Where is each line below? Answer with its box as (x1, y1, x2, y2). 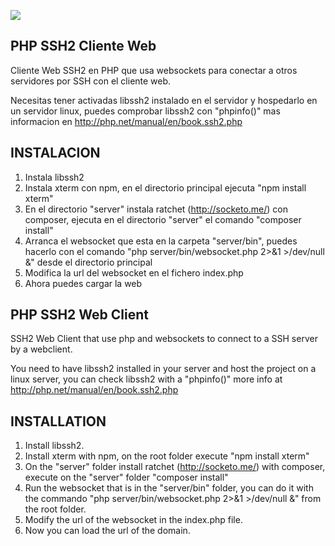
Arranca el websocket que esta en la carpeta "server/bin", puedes (24, 235, 298, 247)
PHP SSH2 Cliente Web (10, 38, 157, 55)
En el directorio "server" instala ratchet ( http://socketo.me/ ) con (24, 203, 288, 215)
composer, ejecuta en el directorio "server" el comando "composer (24, 213, 302, 225)
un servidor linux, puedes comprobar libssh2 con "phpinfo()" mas (10, 105, 281, 117)
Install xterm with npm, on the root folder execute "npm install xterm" (24, 450, 310, 462)
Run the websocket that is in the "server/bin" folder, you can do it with (24, 482, 314, 494)
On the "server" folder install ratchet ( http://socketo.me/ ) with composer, (24, 461, 326, 473)
